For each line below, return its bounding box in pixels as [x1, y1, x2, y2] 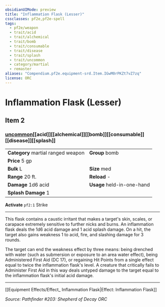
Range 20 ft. [7, 173, 37, 180]
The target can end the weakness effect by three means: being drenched [5, 246, 153, 252]
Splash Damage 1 [7, 189, 50, 196]
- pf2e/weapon [9, 26, 38, 30]
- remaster [9, 67, 32, 72]
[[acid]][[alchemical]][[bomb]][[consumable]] [32, 131, 145, 138]
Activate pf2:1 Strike [5, 202, 48, 208]
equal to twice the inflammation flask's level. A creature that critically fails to [5, 262, 160, 268]
